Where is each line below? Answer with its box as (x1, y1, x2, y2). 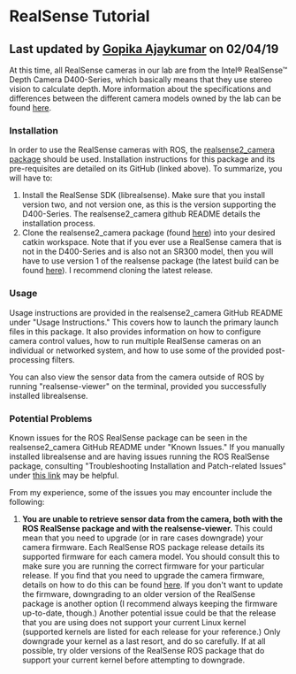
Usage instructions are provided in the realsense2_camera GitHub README (9, 307, 284, 318)
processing (9, 354, 50, 364)
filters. (51, 354, 75, 364)
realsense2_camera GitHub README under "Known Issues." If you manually (9, 441, 285, 452)
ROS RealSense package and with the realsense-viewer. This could (21, 523, 273, 533)
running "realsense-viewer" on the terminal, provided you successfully (9, 380, 267, 391)
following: (9, 496, 45, 507)
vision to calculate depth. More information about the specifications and (9, 84, 271, 94)
